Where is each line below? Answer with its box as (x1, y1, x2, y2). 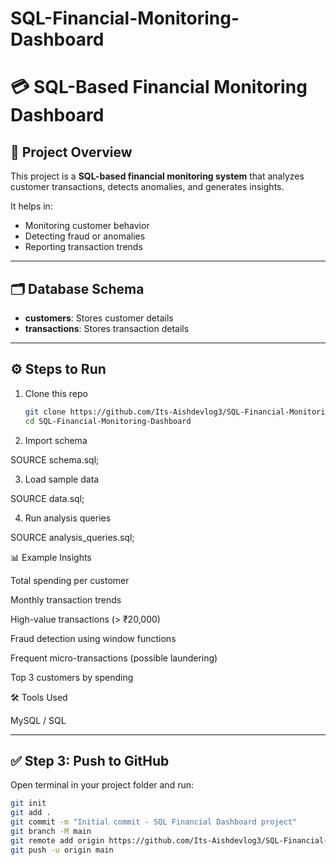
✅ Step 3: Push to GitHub (10, 752, 170, 769)
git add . (10, 808, 52, 818)
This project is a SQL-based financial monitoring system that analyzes (10, 170, 305, 182)
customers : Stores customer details (24, 312, 174, 324)
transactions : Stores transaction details (24, 323, 190, 334)
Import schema (24, 434, 88, 446)
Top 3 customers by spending (10, 671, 134, 683)
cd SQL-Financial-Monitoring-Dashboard (24, 416, 192, 426)
